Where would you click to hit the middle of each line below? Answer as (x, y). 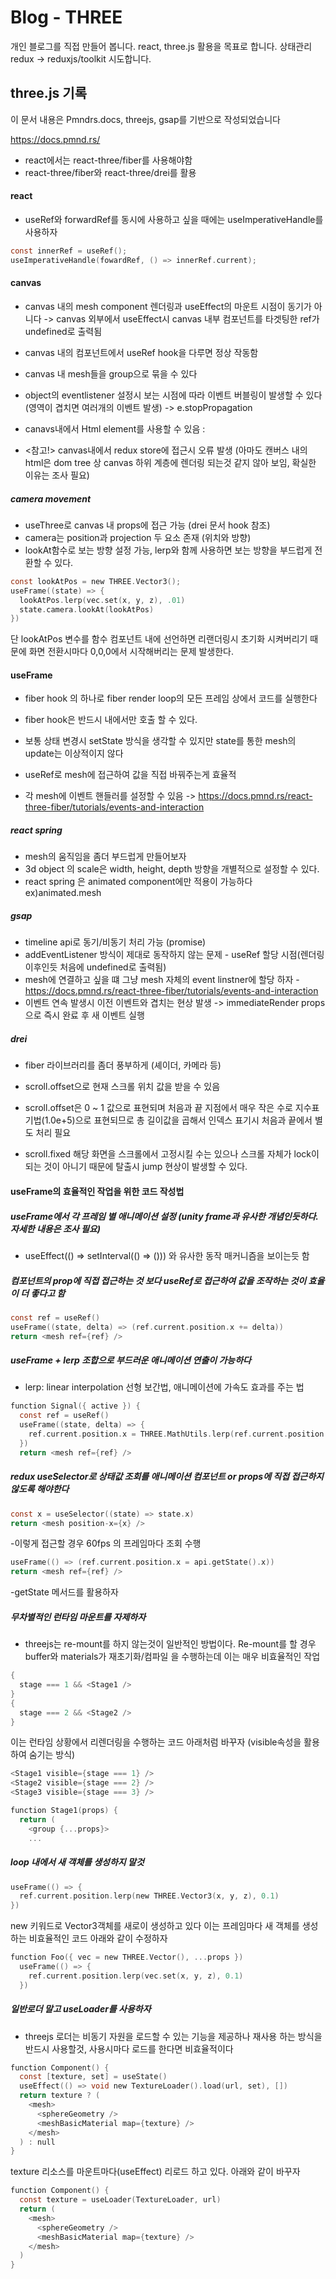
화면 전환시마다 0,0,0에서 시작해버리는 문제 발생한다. (131, 652)
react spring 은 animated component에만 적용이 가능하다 (138, 882)
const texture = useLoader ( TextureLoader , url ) (120, 2200)
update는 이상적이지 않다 (74, 753)
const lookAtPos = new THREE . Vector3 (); (96, 581)
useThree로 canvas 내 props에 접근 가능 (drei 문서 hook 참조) (147, 525)
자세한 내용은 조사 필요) (55, 1228)
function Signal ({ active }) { (75, 1406)
